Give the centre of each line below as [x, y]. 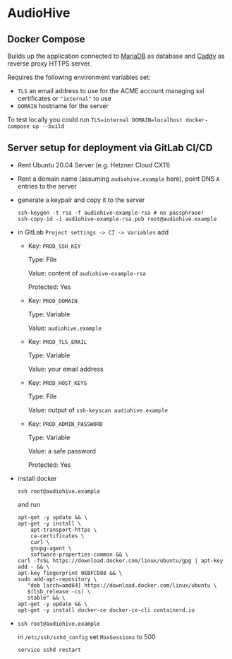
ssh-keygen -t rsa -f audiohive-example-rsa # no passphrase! [111, 213]
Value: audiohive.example [65, 328]
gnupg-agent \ [51, 548]
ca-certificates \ [57, 536]
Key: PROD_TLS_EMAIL [57, 341]
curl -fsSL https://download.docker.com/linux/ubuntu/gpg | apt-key [120, 560]
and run [29, 504]
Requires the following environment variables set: [79, 77]
